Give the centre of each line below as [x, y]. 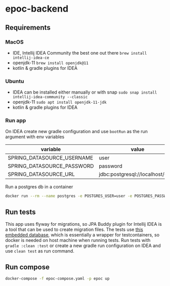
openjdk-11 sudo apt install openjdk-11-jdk [59, 102]
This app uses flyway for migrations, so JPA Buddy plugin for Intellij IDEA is [83, 224]
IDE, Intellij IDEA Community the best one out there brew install [80, 53]
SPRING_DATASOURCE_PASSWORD [51, 166]
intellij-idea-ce [31, 58]
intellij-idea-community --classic [50, 97]
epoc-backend [37, 9]
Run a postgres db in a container [39, 187]
